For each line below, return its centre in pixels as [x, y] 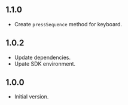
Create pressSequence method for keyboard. [68, 24]
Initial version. [31, 97]
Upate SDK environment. [45, 64]
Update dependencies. [42, 57]
